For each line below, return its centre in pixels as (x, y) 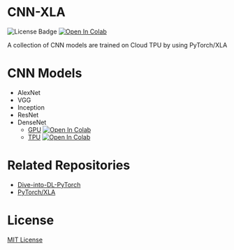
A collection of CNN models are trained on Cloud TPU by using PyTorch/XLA (117, 45)
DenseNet (32, 122)
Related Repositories (69, 166)
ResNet (28, 115)
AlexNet (29, 92)
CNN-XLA (36, 12)
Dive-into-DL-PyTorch (49, 184)
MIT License (25, 240)
